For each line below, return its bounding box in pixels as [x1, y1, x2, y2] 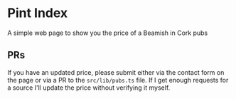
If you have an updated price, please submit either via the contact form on [7, 68, 225, 76]
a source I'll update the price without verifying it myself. [7, 83, 171, 92]
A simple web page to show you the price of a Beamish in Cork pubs [7, 28, 208, 37]
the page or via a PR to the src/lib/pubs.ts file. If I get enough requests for [7, 75, 229, 84]
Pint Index [7, 5, 68, 21]
